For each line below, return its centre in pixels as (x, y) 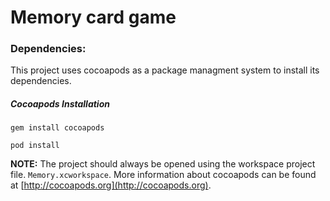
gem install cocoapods (57, 128)
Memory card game (93, 17)
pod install (35, 146)
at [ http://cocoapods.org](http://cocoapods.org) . (111, 185)
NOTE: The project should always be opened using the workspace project (163, 164)
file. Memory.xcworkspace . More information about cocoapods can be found (163, 175)
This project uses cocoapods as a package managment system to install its (165, 70)
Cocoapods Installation (60, 104)
